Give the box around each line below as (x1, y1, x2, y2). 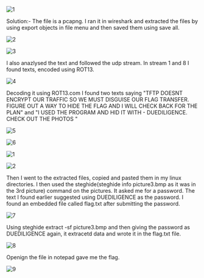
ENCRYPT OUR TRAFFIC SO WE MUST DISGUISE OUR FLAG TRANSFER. (6, 96, 189, 103)
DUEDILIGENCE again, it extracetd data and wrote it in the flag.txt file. (6, 230, 181, 237)
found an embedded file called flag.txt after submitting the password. (6, 200, 181, 207)
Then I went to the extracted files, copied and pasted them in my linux (6, 174, 181, 181)
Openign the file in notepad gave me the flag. (6, 254, 120, 261)
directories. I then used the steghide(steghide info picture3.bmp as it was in (6, 181, 196, 188)
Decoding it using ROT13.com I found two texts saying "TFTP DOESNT (6, 89, 183, 97)
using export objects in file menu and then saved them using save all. (6, 24, 180, 31)
